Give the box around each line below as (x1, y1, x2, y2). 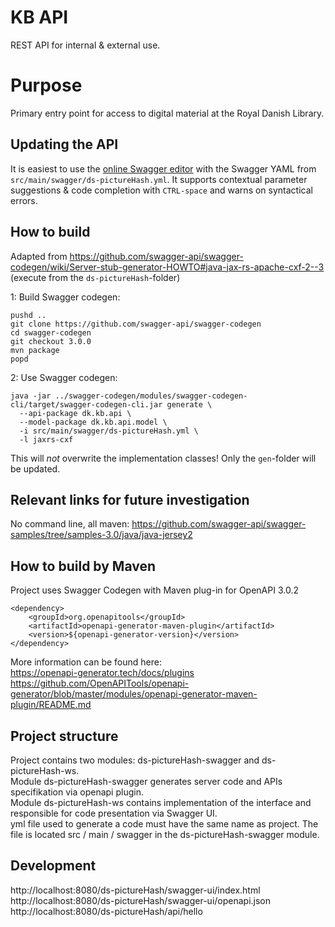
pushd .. (10, 310, 47, 320)
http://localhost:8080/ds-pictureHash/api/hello (10, 905, 203, 917)
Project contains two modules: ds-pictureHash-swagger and (10, 754, 260, 766)
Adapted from (10, 250, 68, 262)
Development (10, 857, 97, 875)
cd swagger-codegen (10, 327, 92, 338)
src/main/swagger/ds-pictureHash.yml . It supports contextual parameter (10, 173, 308, 185)
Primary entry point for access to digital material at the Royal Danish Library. (10, 107, 325, 119)
